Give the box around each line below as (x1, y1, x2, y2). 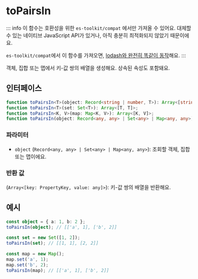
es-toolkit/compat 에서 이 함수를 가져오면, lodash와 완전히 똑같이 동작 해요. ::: (6, 51, 186, 59)
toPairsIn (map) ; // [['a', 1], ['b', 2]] (6, 267, 110, 273)
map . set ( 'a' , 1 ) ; (6, 257, 49, 262)
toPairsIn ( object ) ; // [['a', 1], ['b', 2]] (6, 224, 117, 230)
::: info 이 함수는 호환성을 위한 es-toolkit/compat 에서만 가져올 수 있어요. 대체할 (6, 24, 192, 31)
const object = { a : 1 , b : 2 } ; (6, 219, 85, 225)
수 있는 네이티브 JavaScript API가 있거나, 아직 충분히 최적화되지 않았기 (6, 31, 169, 39)
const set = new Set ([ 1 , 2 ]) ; (6, 235, 81, 241)
